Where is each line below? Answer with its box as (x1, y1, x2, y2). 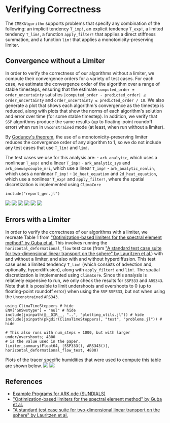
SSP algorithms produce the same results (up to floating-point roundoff (5, 118, 153, 125)
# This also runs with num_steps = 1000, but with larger (5, 330, 130, 335)
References (5, 377, 43, 386)
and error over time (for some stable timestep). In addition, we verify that (5, 113, 157, 119)
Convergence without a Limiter (5, 57, 105, 65)
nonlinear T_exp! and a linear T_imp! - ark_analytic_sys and (5, 160, 130, 166)
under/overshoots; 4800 (5, 334, 56, 339)
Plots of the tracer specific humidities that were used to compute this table (5, 357, 161, 363)
